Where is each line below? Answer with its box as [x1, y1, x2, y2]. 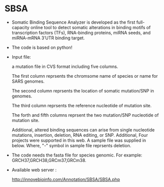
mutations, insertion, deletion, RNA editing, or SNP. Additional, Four [11, 132, 148, 138]
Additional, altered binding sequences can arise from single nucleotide [11, 126, 155, 133]
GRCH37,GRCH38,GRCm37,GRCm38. [11, 157, 86, 163]
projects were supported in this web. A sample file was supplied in [11, 137, 146, 143]
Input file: [11, 54, 31, 60]
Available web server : [11, 167, 57, 173]
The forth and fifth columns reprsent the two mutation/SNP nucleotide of [11, 112, 159, 118]
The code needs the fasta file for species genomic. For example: [11, 152, 142, 158]
